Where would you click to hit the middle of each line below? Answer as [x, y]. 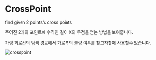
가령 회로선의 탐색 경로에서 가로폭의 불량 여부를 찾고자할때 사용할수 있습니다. [78, 43]
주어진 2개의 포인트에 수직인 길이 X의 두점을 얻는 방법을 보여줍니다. [69, 32]
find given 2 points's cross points [39, 22]
